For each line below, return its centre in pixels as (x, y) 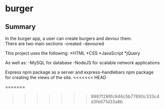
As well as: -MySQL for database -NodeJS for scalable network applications (82, 63)
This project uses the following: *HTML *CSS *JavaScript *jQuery (73, 53)
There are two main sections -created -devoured (55, 44)
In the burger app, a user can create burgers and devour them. (68, 38)
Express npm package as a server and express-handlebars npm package (80, 72)
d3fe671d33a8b (107, 102)
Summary (20, 27)
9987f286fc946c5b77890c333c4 (125, 96)
